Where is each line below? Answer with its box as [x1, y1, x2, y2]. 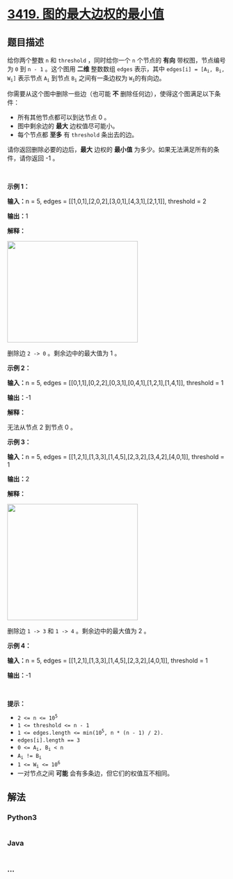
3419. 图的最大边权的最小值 [7, 6, 165, 22]
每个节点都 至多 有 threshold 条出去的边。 [17, 130, 138, 139]
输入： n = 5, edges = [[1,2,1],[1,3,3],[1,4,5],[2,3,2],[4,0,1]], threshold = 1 [7, 656, 209, 664]
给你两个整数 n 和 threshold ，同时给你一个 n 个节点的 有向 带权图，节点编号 [7, 56, 226, 64]
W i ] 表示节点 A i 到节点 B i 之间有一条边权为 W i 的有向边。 [7, 74, 166, 84]
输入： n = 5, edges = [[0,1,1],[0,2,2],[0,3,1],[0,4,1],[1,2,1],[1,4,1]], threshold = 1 [7, 378, 224, 387]
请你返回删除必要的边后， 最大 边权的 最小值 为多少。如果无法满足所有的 [7, 145, 214, 153]
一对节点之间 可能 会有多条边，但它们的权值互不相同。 [17, 769, 174, 777]
